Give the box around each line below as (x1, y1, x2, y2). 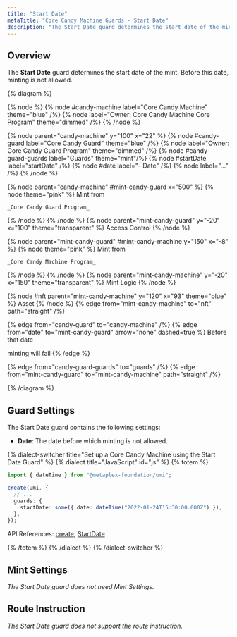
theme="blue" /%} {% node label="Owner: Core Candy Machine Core (7, 111, 210, 119)
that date (7, 335, 34, 344)
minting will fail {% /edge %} (7, 350, 90, 358)
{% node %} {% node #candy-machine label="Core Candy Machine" (7, 103, 208, 111)
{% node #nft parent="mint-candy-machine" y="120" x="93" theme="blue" (7, 292, 227, 300)
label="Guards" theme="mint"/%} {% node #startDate (49, 154, 207, 163)
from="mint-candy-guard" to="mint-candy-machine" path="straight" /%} (7, 371, 221, 379)
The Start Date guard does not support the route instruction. (7, 621, 183, 630)
